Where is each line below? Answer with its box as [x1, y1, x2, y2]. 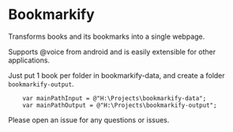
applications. [8, 55, 50, 65]
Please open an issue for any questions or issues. [8, 115, 170, 124]
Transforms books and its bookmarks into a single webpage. [8, 32, 205, 41]
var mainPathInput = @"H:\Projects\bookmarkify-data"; [22, 94, 207, 102]
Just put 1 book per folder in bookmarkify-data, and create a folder [8, 70, 225, 80]
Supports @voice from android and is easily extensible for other [8, 47, 216, 56]
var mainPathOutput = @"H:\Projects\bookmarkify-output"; [22, 101, 217, 109]
